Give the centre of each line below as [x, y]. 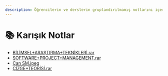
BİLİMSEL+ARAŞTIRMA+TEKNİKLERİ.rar [53, 52]
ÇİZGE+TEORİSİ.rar [32, 68]
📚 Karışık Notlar [40, 35]
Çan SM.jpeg [26, 63]
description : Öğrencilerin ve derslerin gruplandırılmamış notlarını [79, 10]
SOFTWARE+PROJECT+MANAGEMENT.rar [57, 58]
